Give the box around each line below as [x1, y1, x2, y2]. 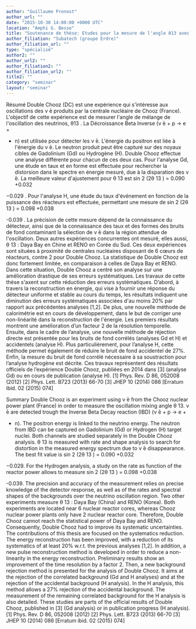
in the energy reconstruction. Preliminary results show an [26, 554, 165, 562]
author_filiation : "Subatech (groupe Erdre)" [6, 36, 119, 42]
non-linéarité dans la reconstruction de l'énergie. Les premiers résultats [6, 316, 179, 323]
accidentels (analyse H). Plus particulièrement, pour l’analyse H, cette [6, 341, 174, 348]
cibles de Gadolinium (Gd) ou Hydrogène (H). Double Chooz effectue [14, 150, 181, 157]
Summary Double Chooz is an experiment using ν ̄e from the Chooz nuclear [6, 395, 188, 403]
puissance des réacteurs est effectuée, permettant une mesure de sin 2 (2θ [6, 198, 188, 205]
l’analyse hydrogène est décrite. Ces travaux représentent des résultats [6, 359, 178, 367]
